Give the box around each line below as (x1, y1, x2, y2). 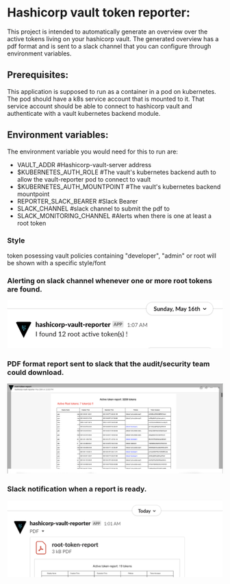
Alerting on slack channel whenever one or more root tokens (7, 276, 212, 285)
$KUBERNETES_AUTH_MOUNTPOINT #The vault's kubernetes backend (16, 182, 221, 191)
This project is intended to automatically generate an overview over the (7, 27, 208, 36)
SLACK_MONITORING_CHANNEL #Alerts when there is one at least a (16, 211, 212, 220)
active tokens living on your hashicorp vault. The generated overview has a (7, 34, 219, 42)
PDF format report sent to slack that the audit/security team (7, 359, 210, 369)
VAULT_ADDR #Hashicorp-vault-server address (16, 160, 152, 169)
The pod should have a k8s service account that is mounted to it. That (7, 95, 205, 103)
